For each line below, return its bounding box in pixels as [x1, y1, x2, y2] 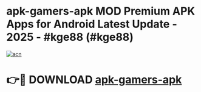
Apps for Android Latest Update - [6, 17, 177, 31]
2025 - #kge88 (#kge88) [6, 30, 134, 44]
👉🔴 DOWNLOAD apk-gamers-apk [6, 73, 182, 87]
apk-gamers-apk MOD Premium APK [6, 4, 196, 18]
